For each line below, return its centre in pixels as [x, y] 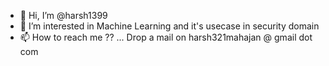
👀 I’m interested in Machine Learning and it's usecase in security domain [169, 26]
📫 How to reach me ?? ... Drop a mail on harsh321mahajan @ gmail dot [166, 37]
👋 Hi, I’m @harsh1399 [63, 15]
